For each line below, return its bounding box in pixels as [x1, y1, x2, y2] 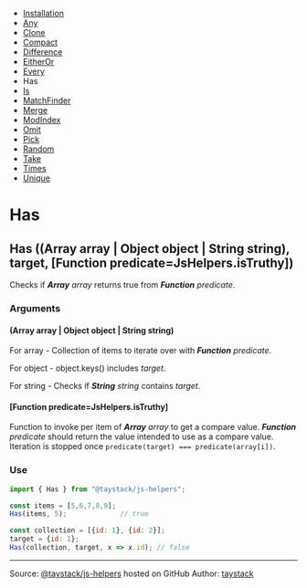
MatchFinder [22, 95, 71, 106]
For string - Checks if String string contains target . [9, 381, 201, 392]
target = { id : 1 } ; [9, 534, 79, 544]
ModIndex [22, 114, 61, 125]
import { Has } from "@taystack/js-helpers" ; [9, 484, 185, 494]
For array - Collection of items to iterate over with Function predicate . [9, 345, 272, 356]
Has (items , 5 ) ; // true [9, 509, 149, 519]
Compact [22, 37, 58, 47]
